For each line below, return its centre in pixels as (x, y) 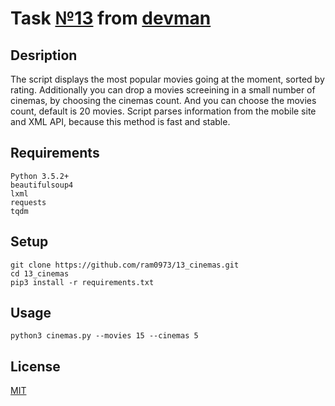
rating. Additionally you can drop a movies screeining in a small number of (163, 90)
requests (28, 202)
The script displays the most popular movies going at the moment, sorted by (167, 79)
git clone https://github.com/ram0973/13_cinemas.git (125, 265)
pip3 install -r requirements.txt (82, 282)
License (35, 366)
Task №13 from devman (111, 18)
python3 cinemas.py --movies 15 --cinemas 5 (104, 336)
